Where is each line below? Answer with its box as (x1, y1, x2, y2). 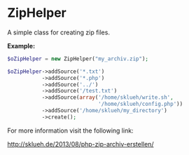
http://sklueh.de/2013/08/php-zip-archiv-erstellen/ (7, 140, 154, 148)
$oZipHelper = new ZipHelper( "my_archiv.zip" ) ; (7, 55, 149, 62)
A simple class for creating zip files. (7, 28, 111, 36)
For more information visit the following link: (7, 126, 134, 135)
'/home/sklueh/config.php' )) (97, 100, 183, 108)
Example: (7, 41, 36, 50)
